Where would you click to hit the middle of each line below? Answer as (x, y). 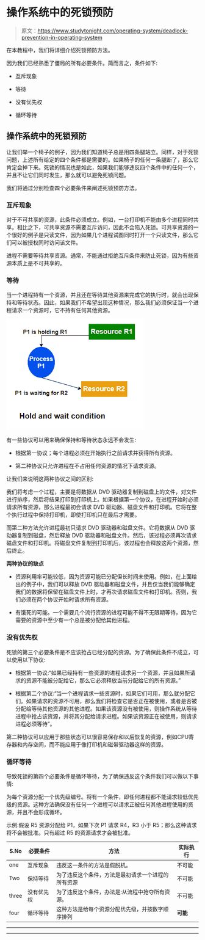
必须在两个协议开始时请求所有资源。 (66, 600)
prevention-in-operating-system (62, 37)
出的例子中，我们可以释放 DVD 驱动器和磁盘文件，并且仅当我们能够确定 (105, 585)
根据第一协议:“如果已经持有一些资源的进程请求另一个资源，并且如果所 (103, 672)
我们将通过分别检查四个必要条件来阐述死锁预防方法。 (73, 188)
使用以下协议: (28, 660)
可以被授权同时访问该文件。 (46, 242)
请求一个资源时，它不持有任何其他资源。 (62, 310)
